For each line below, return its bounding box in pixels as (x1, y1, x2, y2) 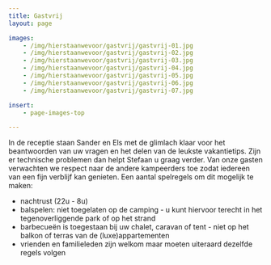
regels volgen (19, 248, 66, 258)
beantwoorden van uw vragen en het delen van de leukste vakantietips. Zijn (8, 146, 261, 156)
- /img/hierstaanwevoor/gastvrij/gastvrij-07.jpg (23, 86, 194, 95)
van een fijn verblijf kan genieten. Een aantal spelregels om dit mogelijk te (8, 172, 254, 182)
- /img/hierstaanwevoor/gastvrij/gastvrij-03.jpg (23, 57, 194, 65)
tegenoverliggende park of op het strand (19, 213, 156, 223)
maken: (8, 181, 33, 191)
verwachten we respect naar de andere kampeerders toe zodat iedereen (8, 163, 251, 174)
